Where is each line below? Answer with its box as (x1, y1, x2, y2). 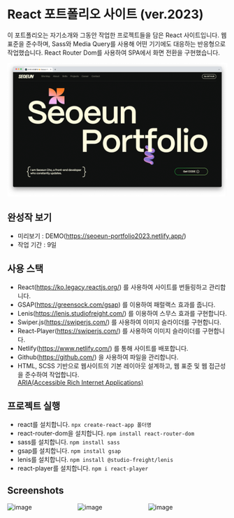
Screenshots (7, 484, 64, 496)
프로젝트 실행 (7, 400, 61, 412)
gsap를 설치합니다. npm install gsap (17, 446, 121, 455)
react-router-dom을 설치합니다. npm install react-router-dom (17, 428, 195, 437)
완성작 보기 (7, 211, 52, 224)
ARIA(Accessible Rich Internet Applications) (17, 378, 144, 386)
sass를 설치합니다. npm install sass (17, 437, 120, 446)
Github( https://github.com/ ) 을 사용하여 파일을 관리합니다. (17, 353, 179, 361)
